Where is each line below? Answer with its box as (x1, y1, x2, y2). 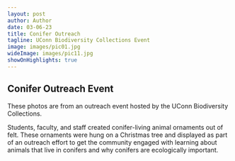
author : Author (7, 17, 52, 24)
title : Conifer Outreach (7, 30, 81, 38)
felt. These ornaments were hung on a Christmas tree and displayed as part (7, 131, 228, 139)
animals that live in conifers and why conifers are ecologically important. (7, 145, 219, 154)
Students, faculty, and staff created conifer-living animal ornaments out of (7, 123, 224, 131)
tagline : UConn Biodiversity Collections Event (7, 37, 151, 44)
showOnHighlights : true (7, 57, 78, 64)
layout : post (7, 10, 46, 18)
